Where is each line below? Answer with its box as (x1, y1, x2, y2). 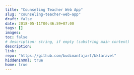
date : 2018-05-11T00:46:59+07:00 (5, 21, 74, 26)
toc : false (5, 35, 28, 40)
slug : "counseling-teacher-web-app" (5, 12, 81, 17)
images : (5, 30, 21, 35)
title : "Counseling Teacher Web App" (5, 7, 83, 12)
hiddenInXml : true (5, 58, 43, 63)
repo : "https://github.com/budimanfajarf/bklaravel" (5, 53, 117, 58)
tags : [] (5, 26, 23, 31)
